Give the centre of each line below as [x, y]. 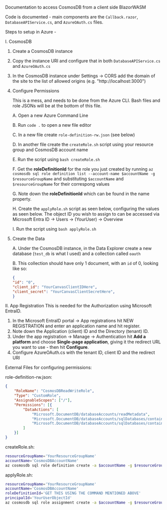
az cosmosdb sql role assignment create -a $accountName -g [69, 503]
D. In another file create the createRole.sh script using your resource [83, 144]
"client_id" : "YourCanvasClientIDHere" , [55, 287]
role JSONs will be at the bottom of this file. [57, 106]
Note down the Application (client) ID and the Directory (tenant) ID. [81, 331]
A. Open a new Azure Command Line [50, 115]
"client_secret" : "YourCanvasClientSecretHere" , [64, 291]
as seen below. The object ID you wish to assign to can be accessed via [86, 214]
